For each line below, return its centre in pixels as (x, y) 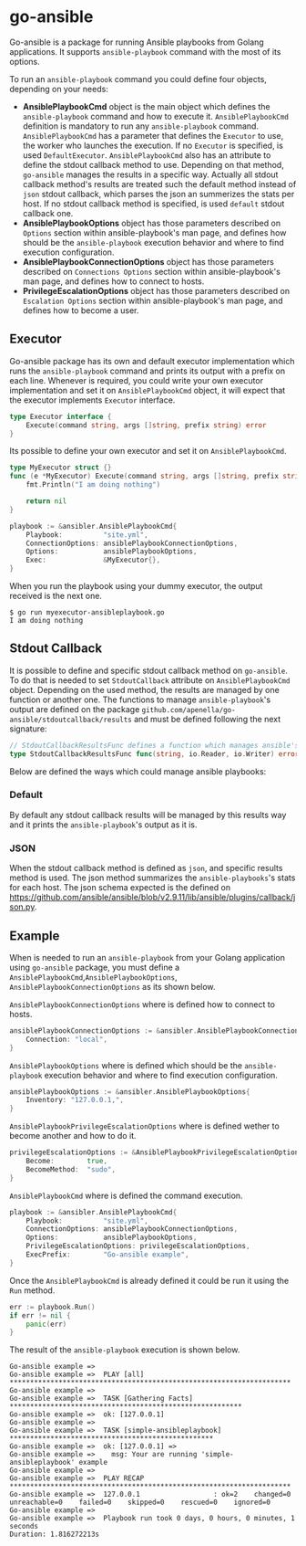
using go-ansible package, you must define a (95, 967)
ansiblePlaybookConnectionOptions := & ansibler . (103, 1031)
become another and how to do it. (73, 1136)
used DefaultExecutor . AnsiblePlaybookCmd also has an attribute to (147, 155)
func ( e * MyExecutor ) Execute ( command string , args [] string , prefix (144, 477)
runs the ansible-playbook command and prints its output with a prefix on (148, 371)
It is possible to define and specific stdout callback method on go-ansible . (149, 670)
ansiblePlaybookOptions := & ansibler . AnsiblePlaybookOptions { (130, 1092)
